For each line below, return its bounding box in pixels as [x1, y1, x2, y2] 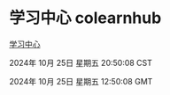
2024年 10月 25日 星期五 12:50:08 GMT [9, 76, 153, 86]
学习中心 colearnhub [9, 8, 162, 28]
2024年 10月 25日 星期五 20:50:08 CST [9, 57, 153, 68]
